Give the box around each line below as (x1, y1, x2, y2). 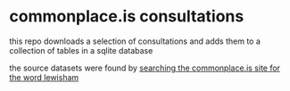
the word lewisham (9, 71, 79, 82)
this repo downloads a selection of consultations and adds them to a (9, 36, 261, 46)
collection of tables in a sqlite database (9, 45, 153, 55)
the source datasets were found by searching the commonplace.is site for (9, 62, 281, 73)
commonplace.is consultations (9, 6, 244, 27)
